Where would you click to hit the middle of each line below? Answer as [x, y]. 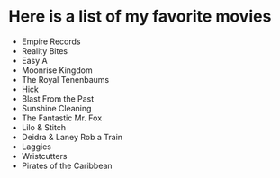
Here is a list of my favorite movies [140, 17]
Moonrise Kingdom [57, 70]
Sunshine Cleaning [56, 108]
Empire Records [51, 41]
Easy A [34, 60]
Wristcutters [44, 156]
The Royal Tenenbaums [65, 79]
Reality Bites [45, 50]
